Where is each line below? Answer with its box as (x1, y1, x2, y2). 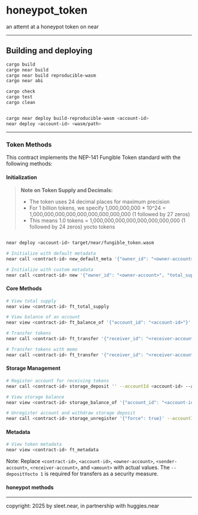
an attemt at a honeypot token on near (6, 23, 99, 30)
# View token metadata (6, 441, 62, 448)
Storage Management (6, 364, 61, 372)
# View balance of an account (6, 314, 81, 320)
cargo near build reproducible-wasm (6, 72, 96, 79)
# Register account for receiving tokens (6, 377, 110, 384)
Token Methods (6, 140, 52, 148)
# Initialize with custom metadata (6, 266, 94, 272)
